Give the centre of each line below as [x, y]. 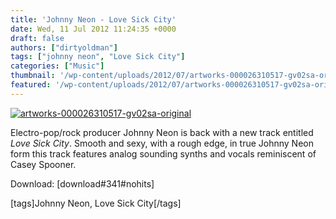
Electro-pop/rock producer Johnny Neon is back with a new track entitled [162, 132]
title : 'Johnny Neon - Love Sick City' [93, 19]
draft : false [37, 38]
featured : [31, 85]
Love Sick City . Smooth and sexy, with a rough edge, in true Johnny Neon [162, 143]
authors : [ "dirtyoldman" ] [64, 47]
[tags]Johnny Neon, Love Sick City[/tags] [96, 203]
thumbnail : [33, 76]
